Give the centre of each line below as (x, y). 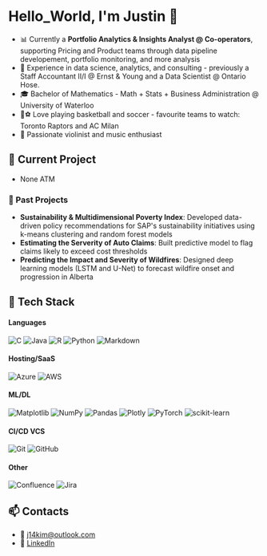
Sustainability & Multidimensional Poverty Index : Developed (121, 217)
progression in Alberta (56, 277)
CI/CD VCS (27, 431)
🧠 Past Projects (38, 200)
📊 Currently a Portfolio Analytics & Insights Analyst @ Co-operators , (136, 39)
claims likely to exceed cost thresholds (84, 251)
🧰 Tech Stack (42, 302)
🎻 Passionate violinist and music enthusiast (91, 134)
